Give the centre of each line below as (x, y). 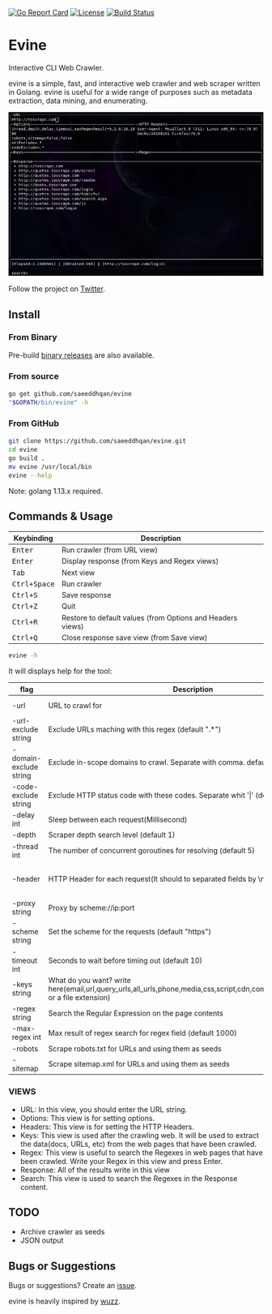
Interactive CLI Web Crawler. (56, 67)
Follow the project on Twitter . (57, 289)
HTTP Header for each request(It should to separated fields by (152, 879)
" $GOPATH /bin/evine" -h (49, 403)
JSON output (42, 1240)
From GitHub (34, 423)
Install (24, 314)
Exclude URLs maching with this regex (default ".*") (135, 729)
